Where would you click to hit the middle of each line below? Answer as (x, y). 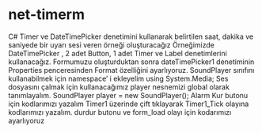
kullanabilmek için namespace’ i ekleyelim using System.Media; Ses (118, 78)
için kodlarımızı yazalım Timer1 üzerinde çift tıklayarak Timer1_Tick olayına (129, 104)
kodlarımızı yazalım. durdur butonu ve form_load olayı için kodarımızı (120, 112)
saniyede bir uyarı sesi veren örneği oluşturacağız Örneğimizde (112, 44)
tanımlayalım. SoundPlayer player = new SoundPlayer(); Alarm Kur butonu (128, 95)
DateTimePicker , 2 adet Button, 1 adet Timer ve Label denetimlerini (118, 53)
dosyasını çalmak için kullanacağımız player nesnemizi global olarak (119, 87)
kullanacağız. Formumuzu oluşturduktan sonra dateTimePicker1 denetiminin (131, 62)
